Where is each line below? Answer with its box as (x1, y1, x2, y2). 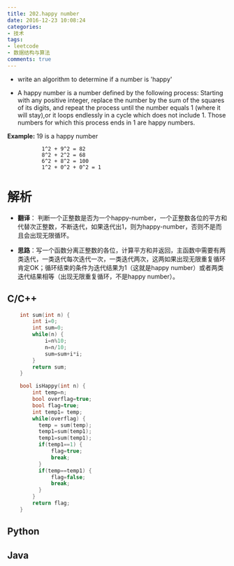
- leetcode (7, 43, 39, 50)
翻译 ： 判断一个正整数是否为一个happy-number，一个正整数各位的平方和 (17, 213, 228, 222)
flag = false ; (51, 474, 86, 481)
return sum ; (32, 363, 68, 371)
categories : (7, 23, 42, 30)
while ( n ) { (32, 331, 64, 338)
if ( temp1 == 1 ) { (38, 441, 82, 448)
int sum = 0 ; (32, 325, 64, 332)
